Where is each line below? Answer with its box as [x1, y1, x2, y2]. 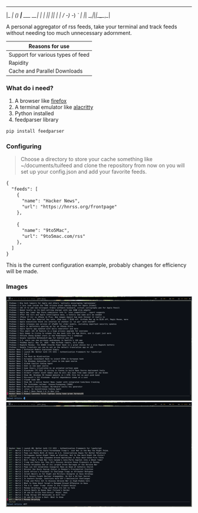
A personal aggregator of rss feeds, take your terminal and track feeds [6, 23, 177, 30]
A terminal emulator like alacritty [14, 104, 94, 111]
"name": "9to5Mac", [21, 228, 70, 234]
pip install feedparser [6, 128, 65, 135]
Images [6, 283, 28, 291]
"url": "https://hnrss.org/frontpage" [21, 204, 117, 210]
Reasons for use [28, 43, 70, 50]
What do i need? [6, 84, 54, 92]
